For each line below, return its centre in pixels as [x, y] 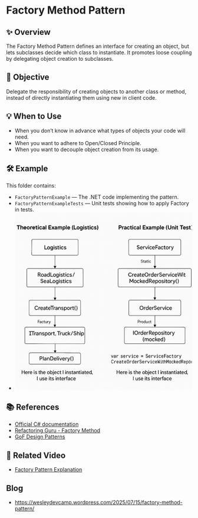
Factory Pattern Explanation [48, 470]
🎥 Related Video [36, 455]
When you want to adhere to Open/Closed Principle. [78, 143]
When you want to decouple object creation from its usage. [87, 149]
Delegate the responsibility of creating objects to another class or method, [96, 91]
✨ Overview [29, 32]
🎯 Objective [28, 77]
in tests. [24, 209]
